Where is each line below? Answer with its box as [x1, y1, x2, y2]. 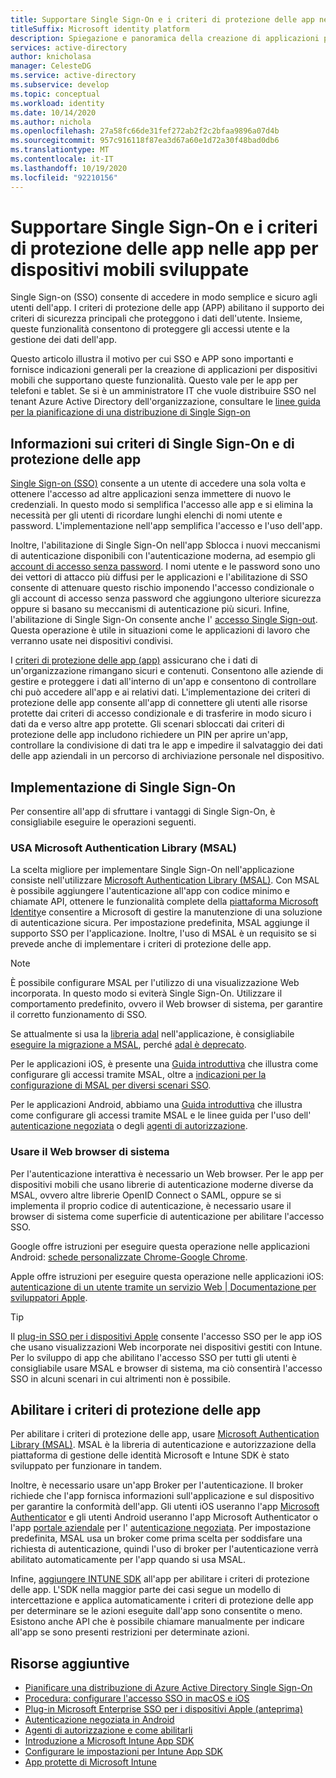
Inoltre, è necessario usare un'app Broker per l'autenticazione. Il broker [10, 1479, 304, 1491]
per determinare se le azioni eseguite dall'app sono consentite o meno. [10, 1605, 303, 1617]
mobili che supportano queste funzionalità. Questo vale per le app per [10, 374, 298, 386]
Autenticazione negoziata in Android [24, 1714, 175, 1726]
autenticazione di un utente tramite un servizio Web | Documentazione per [10, 1281, 317, 1293]
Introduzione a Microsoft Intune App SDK [24, 1735, 195, 1747]
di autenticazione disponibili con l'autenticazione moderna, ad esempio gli [10, 550, 316, 562]
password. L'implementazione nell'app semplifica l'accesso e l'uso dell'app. [10, 520, 323, 532]
